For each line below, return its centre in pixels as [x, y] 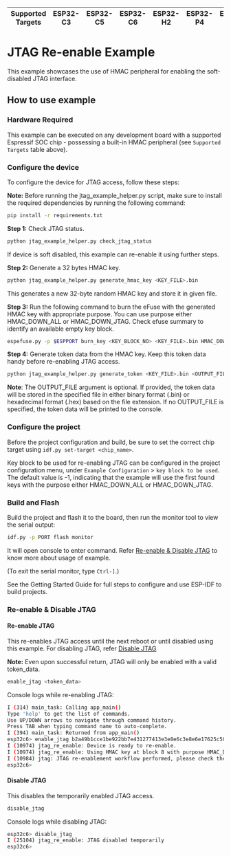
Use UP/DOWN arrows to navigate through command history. [92, 720]
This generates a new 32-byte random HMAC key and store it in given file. [112, 293]
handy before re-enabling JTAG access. [64, 362]
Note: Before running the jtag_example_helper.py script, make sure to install [114, 195]
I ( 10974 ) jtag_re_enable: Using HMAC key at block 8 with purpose [106, 752]
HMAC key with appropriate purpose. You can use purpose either [100, 314]
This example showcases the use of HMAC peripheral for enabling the [107, 71]
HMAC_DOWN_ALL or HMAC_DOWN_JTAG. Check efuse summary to [106, 321]
